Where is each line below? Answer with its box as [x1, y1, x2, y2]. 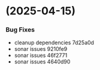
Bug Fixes [5, 26, 35, 34]
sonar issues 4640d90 [14, 58, 71, 65]
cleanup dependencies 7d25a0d [14, 39, 94, 46]
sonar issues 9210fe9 [14, 45, 68, 53]
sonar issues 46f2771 [14, 52, 68, 59]
